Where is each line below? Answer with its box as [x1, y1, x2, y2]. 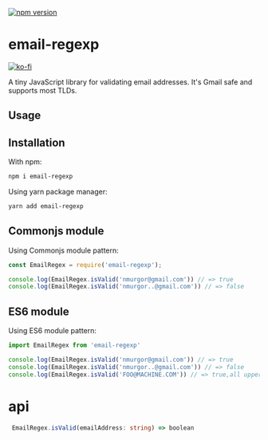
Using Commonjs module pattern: [8, 246, 120, 255]
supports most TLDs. [8, 85, 77, 95]
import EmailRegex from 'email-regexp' [8, 341, 141, 350]
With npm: [8, 157, 42, 167]
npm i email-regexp [8, 172, 73, 181]
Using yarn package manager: [8, 187, 108, 197]
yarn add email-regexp [8, 202, 84, 210]
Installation [8, 136, 65, 149]
